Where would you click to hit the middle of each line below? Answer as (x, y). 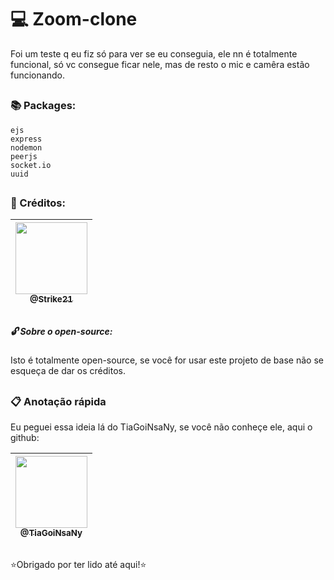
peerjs (24, 156)
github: (25, 437)
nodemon (26, 147)
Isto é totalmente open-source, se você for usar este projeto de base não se (167, 360)
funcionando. (37, 75)
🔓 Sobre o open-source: (61, 331)
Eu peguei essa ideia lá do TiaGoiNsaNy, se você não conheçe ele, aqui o (161, 427)
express (26, 139)
